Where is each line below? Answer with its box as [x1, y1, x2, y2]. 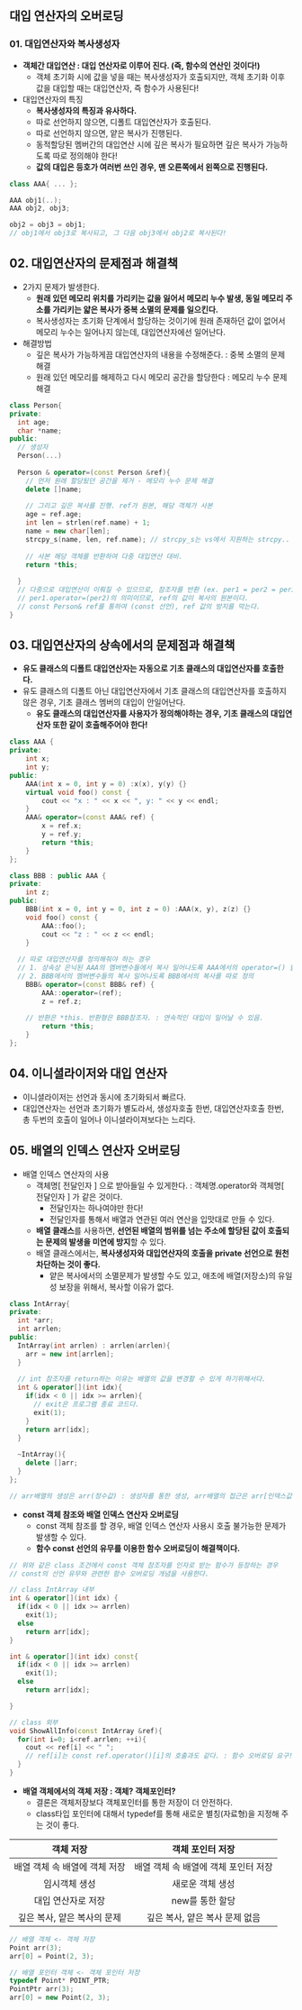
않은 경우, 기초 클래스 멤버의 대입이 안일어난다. [22, 697, 186, 708]
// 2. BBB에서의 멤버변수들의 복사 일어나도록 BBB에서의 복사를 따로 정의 [17, 972, 254, 981]
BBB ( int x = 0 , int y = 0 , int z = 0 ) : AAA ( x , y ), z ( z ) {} [25, 905, 252, 914]
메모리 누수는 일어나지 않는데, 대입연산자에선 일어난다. [35, 326, 226, 337]
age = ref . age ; [25, 510, 83, 519]
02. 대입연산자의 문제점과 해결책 [9, 256, 178, 271]
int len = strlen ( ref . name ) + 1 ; [25, 518, 151, 527]
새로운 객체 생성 [172, 1878, 235, 1890]
